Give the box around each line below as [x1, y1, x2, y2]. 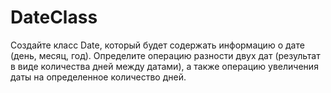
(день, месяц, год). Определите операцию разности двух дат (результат [10, 49, 321, 61]
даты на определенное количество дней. [10, 71, 187, 83]
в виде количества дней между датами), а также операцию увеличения [10, 60, 319, 72]
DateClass [10, 6, 98, 29]
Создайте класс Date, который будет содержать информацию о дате [10, 39, 305, 51]
